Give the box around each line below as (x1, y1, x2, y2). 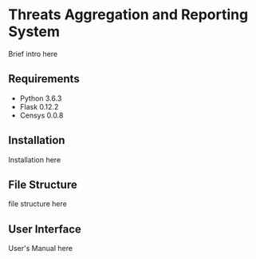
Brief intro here (8, 49, 58, 58)
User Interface (8, 222, 82, 236)
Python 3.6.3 (19, 94, 62, 103)
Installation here (8, 154, 61, 165)
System (8, 22, 61, 41)
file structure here (8, 199, 68, 209)
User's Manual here (8, 244, 73, 253)
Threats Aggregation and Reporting (8, 6, 249, 24)
